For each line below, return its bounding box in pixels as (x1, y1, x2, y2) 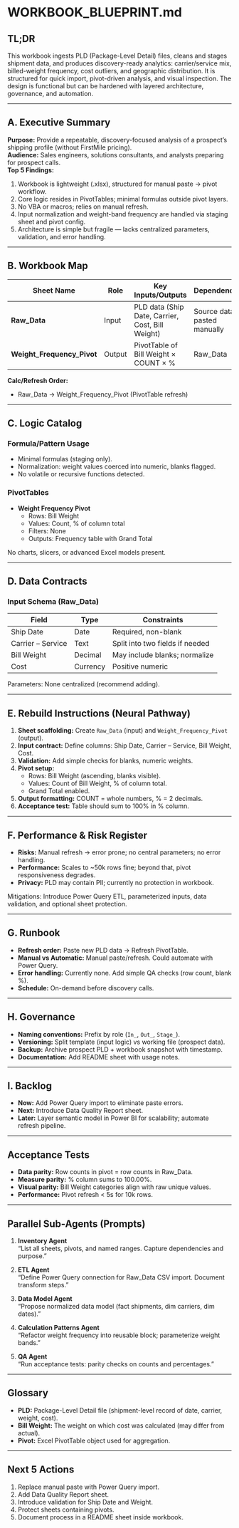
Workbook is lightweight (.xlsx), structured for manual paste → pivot (17, 179, 218, 188)
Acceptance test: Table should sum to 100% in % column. (17, 802, 190, 810)
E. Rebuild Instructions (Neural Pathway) (7, 707, 191, 719)
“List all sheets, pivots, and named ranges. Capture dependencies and (17, 1244, 224, 1252)
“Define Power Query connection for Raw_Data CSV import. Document (17, 1272, 225, 1282)
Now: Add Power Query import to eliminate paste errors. (17, 1099, 184, 1107)
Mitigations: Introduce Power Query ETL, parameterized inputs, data (7, 891, 207, 901)
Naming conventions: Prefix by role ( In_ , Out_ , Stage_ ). (17, 1030, 180, 1038)
